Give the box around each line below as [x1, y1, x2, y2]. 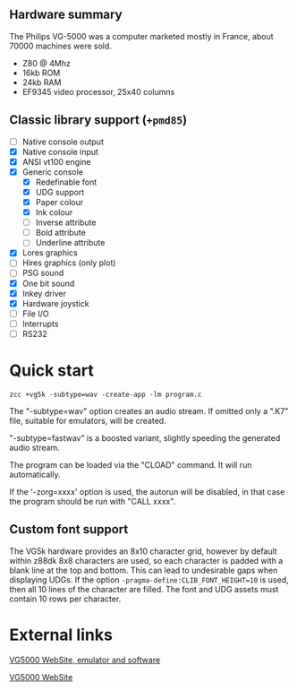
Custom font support [9, 522, 129, 537]
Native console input [21, 146, 98, 157]
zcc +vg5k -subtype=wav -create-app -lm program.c [9, 390, 202, 399]
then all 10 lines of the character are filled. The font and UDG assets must [9, 583, 279, 594]
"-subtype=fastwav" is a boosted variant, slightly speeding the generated [9, 432, 281, 443]
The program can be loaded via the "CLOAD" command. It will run [9, 459, 252, 470]
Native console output [21, 136, 105, 147]
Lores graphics [21, 247, 78, 258]
